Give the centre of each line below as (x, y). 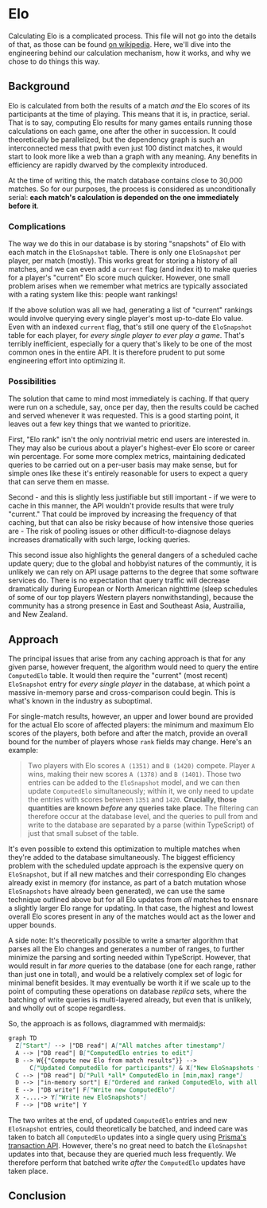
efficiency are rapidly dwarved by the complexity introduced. (108, 165)
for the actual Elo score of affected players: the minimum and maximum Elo (131, 725)
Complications (37, 226)
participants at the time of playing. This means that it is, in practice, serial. (129, 114)
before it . (24, 206)
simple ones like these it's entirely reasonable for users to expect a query (128, 473)
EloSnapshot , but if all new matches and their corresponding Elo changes (127, 874)
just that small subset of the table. (83, 833)
